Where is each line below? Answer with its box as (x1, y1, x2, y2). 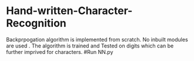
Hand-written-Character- (6, 4, 133, 18)
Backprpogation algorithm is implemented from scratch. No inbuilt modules (6, 36, 188, 43)
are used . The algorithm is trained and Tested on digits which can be (6, 42, 174, 49)
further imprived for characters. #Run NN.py (6, 48, 113, 55)
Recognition (6, 16, 66, 30)
